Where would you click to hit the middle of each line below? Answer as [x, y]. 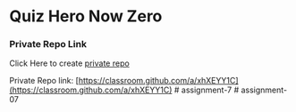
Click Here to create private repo [69, 63]
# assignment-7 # [207, 90]
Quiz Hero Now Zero [86, 16]
